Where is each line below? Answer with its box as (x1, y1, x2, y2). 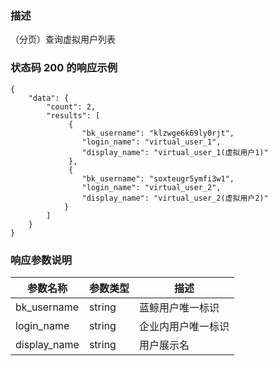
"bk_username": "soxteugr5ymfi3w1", (81, 173, 235, 184)
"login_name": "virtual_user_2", (81, 182, 222, 192)
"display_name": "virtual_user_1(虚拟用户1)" (81, 147, 269, 157)
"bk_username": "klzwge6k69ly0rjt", (81, 128, 235, 138)
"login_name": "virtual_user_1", (81, 137, 222, 147)
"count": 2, (46, 102, 97, 112)
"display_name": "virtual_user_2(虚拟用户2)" (81, 193, 269, 203)
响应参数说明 (10, 253, 73, 267)
